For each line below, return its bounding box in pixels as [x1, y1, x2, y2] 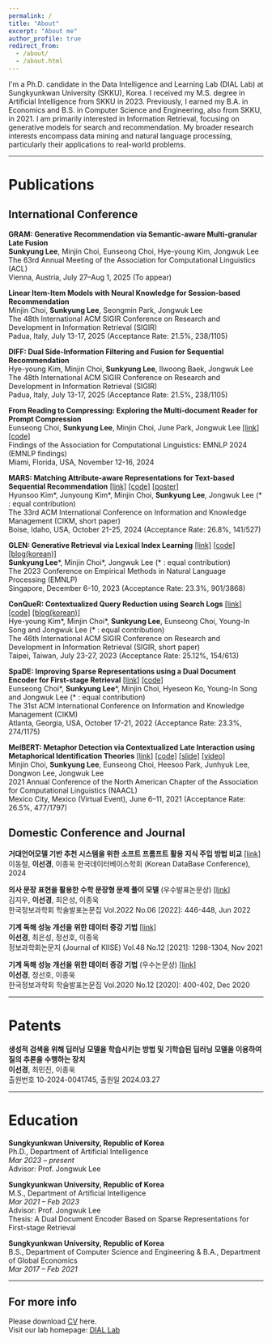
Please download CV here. [8, 1316, 97, 1326]
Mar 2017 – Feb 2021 [8, 1264, 79, 1273]
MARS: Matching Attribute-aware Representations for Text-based [8, 473, 235, 482]
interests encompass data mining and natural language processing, [8, 130, 233, 140]
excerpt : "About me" [8, 27, 79, 35]
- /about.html [15, 58, 63, 66]
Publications [8, 176, 95, 195]
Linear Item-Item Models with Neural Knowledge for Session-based [8, 288, 240, 297]
